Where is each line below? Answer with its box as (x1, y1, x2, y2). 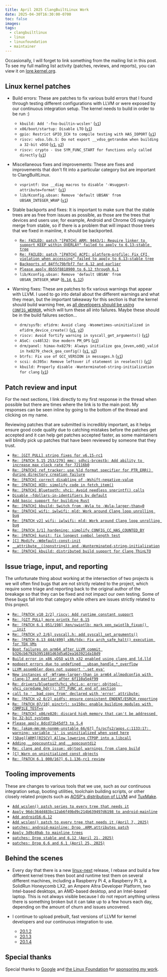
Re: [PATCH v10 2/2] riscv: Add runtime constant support (12, 612, 134, 617)
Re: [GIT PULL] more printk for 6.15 (12, 617, 90, 622)
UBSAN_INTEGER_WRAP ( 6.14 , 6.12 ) (19, 277, 84, 283)
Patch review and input (5, 383, 77, 392)
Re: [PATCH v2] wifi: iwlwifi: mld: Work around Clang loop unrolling (12, 518, 160, 523)
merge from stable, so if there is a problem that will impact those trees (12, 222, 155, 228)
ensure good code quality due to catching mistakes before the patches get (5, 427, 156, 433)
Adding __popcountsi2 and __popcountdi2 (12, 741, 96, 746)
